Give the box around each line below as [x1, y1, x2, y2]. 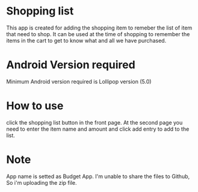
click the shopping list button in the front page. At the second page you [6, 119, 183, 126]
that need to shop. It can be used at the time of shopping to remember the [6, 30, 190, 37]
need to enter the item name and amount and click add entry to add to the [6, 125, 190, 132]
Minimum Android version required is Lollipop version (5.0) [6, 78, 152, 85]
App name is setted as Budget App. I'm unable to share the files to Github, [6, 173, 190, 180]
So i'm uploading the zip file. [6, 179, 77, 186]
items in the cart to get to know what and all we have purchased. [6, 37, 167, 44]
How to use [6, 99, 64, 113]
